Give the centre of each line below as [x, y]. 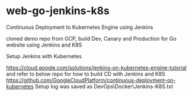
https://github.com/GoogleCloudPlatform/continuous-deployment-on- [91, 80]
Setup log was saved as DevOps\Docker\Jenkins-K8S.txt [104, 86]
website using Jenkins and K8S [44, 45]
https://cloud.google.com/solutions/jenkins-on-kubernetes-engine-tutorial [96, 67]
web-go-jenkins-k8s [58, 11]
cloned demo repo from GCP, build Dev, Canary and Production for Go [91, 38]
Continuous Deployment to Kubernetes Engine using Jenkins [80, 27]
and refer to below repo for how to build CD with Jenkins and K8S [86, 74]
